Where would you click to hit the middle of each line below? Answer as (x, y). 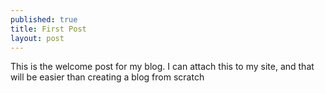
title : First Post (48, 29)
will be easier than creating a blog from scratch (107, 77)
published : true (44, 19)
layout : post (37, 38)
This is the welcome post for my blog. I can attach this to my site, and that (162, 67)
